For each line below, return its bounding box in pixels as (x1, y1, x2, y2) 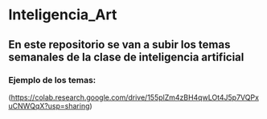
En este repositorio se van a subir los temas (8, 38, 231, 51)
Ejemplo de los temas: (8, 74, 97, 85)
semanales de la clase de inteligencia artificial (8, 50, 244, 64)
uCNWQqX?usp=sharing (8, 101, 90, 110)
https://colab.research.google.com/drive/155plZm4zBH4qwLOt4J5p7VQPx (10, 92, 260, 102)
